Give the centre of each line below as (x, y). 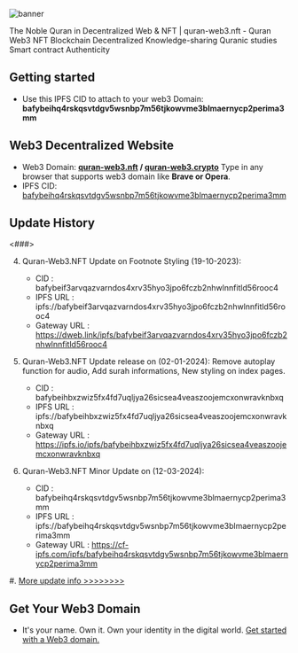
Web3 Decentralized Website (92, 146)
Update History (52, 223)
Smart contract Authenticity (60, 50)
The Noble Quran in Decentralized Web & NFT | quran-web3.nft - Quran (141, 31)
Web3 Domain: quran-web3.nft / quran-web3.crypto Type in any (142, 167)
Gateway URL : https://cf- (82, 545)
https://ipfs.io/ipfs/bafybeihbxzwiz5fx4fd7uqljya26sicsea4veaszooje (161, 445)
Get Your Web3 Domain (75, 608)
